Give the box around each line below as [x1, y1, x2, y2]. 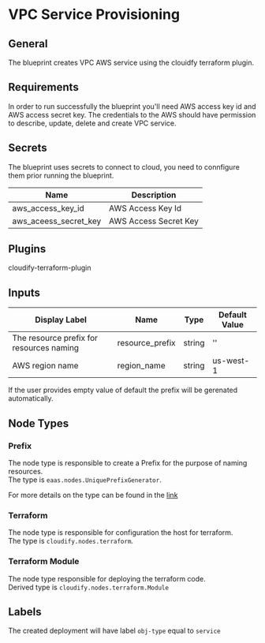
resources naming [12, 342, 80, 353]
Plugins [8, 242, 47, 256]
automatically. [8, 394, 54, 403]
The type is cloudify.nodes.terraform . [8, 536, 134, 546]
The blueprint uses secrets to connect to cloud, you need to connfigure [8, 162, 241, 171]
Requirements [8, 80, 79, 94]
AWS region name [12, 361, 79, 372]
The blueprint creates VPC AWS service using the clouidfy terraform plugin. [8, 58, 255, 67]
